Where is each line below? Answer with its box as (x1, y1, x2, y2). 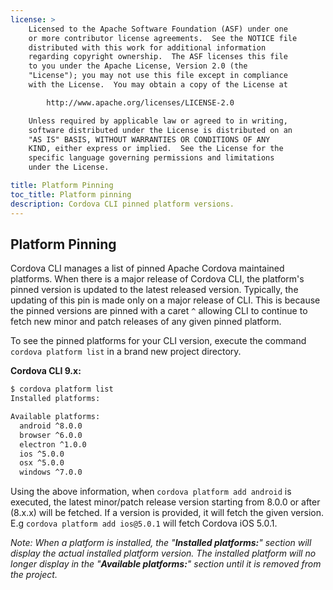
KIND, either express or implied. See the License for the (28, 144, 284, 154)
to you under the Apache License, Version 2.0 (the (28, 61, 248, 71)
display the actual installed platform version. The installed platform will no (10, 547, 317, 560)
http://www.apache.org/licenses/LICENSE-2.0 (46, 97, 235, 108)
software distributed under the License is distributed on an (28, 125, 293, 135)
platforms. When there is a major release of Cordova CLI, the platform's (10, 273, 305, 285)
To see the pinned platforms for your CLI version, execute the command (10, 335, 307, 347)
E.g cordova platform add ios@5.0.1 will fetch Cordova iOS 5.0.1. (10, 517, 278, 530)
